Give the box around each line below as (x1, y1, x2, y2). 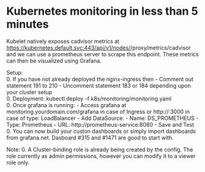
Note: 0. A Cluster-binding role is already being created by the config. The (6, 146, 193, 153)
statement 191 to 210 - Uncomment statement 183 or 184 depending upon (6, 81, 192, 89)
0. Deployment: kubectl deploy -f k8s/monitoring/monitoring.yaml (6, 95, 172, 102)
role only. (6, 159, 30, 166)
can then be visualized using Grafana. (6, 57, 102, 64)
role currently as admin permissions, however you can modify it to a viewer (6, 152, 196, 160)
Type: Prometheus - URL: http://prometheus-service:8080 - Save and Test (6, 121, 195, 128)
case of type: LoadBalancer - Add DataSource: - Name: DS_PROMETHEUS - (6, 114, 199, 122)
